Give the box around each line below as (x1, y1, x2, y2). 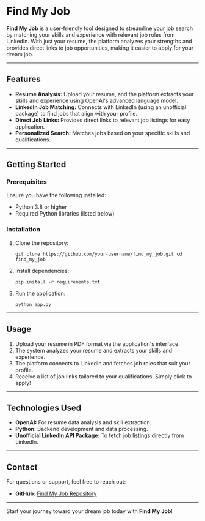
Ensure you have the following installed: (6, 192, 107, 199)
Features (6, 74, 41, 84)
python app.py (15, 301, 51, 307)
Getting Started (6, 159, 67, 170)
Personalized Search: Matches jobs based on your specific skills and (15, 129, 190, 137)
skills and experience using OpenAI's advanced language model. (15, 97, 178, 104)
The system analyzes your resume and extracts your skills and (15, 347, 173, 354)
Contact (6, 462, 38, 472)
